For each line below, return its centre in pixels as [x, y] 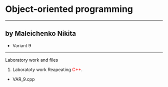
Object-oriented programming [69, 9]
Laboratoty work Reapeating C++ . [47, 69]
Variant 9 [22, 45]
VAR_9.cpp [23, 79]
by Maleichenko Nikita [41, 34]
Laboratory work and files [32, 60]
